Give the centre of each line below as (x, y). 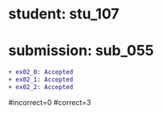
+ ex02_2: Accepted (41, 87)
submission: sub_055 (81, 51)
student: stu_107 (64, 14)
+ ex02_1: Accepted (41, 79)
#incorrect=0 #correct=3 (50, 102)
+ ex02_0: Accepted (41, 72)
